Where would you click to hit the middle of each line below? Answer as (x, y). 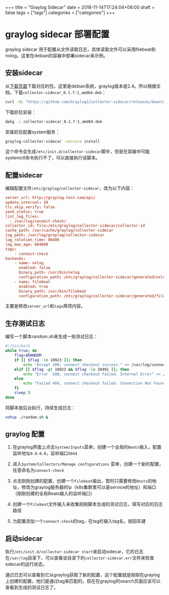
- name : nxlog (29, 263)
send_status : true (24, 212)
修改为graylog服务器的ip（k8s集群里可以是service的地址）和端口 (89, 487)
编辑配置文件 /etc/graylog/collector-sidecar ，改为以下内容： (70, 188)
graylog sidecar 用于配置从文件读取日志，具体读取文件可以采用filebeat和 (80, 49)
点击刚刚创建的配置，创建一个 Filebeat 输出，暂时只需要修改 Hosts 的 (82, 481)
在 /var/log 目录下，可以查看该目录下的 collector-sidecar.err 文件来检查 (80, 558)
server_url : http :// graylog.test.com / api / (50, 198)
